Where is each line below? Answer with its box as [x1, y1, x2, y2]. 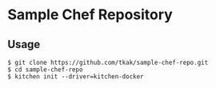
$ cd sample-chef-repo [7, 66, 83, 74]
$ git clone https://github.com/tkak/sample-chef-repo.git [7, 58, 209, 66]
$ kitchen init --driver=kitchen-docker [7, 73, 145, 81]
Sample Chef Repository [7, 6, 173, 24]
